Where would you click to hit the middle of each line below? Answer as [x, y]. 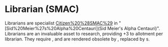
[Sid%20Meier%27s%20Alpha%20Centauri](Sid [56, 28]
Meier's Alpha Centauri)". [134, 28]
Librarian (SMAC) [42, 9]
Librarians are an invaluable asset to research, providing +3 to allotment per [84, 33]
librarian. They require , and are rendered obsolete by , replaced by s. [77, 39]
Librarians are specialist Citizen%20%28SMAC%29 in [61, 23]
